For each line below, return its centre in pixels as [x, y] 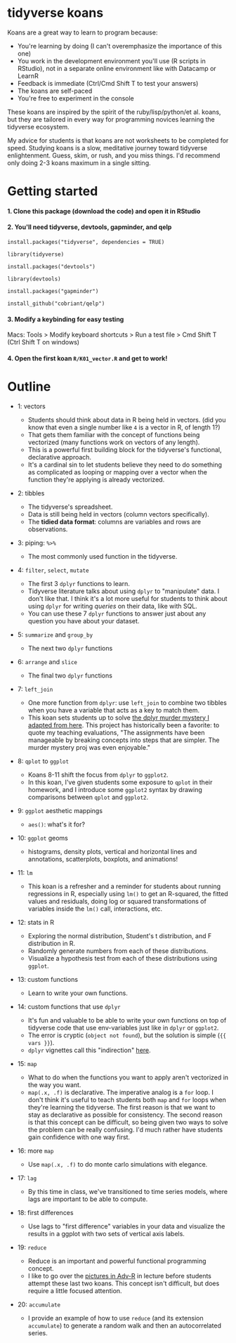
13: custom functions [48, 979]
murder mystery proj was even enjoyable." [89, 747]
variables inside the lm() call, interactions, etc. [95, 909]
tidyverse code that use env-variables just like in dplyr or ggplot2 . [123, 1027]
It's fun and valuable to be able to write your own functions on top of [127, 1020]
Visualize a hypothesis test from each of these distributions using [123, 958]
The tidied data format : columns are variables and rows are [114, 521]
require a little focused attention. [75, 1290]
